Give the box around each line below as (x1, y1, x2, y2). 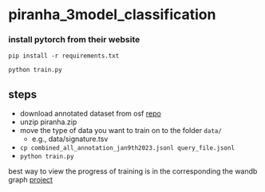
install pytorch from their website (8, 34, 140, 45)
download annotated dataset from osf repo (19, 109, 161, 119)
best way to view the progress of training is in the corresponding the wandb (8, 167, 258, 176)
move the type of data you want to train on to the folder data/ (19, 126, 222, 135)
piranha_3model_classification (8, 6, 216, 24)
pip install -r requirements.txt (8, 52, 120, 61)
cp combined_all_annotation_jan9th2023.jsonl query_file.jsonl (19, 144, 235, 152)
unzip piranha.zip (19, 117, 77, 127)
